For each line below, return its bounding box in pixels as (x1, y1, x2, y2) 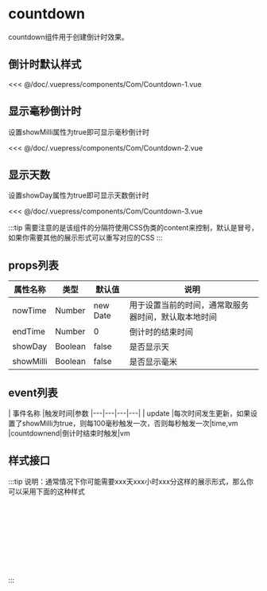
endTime (12, 326, 46, 337)
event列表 (8, 386, 58, 399)
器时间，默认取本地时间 (129, 311, 217, 323)
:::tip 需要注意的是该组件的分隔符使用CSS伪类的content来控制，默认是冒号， (8, 223, 258, 233)
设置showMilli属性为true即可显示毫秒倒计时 (8, 127, 149, 136)
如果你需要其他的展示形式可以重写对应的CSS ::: (8, 233, 163, 243)
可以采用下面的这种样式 (8, 487, 85, 496)
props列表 (8, 258, 60, 272)
